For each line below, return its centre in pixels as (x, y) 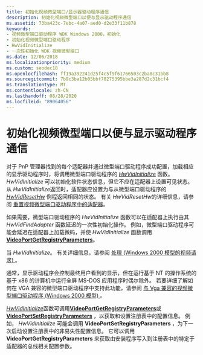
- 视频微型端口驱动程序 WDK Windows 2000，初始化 (63, 34)
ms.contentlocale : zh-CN (37, 91)
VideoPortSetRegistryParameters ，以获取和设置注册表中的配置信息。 (95, 316)
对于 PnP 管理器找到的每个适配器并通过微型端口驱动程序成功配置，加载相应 (100, 166)
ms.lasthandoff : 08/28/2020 (42, 96)
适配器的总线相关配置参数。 (41, 346)
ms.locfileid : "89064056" (39, 101)
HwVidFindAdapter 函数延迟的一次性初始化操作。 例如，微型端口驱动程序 (98, 225)
